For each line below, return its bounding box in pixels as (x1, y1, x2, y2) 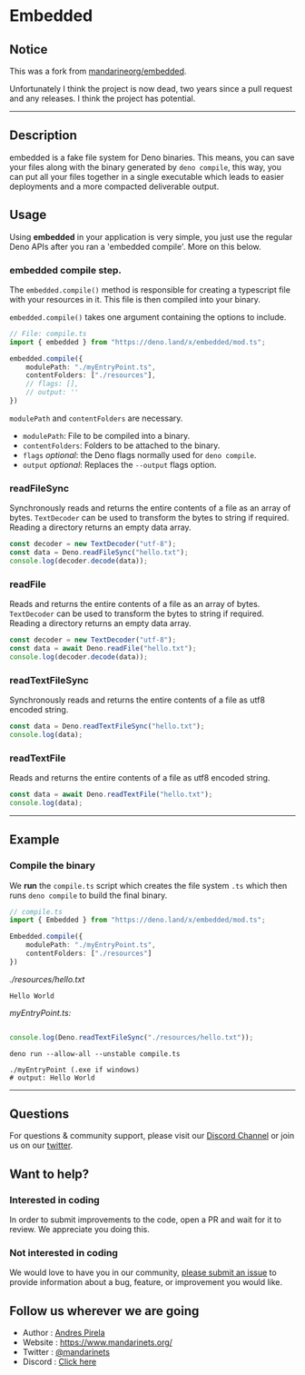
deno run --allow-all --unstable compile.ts (9, 1049, 181, 1059)
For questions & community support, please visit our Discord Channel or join (9, 1131, 295, 1141)
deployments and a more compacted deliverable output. (9, 181, 220, 192)
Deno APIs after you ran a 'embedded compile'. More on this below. (9, 241, 261, 252)
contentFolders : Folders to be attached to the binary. (22, 440, 221, 451)
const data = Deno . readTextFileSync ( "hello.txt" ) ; (9, 722, 205, 732)
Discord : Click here (22, 1356, 97, 1368)
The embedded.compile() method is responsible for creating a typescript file (9, 284, 290, 295)
